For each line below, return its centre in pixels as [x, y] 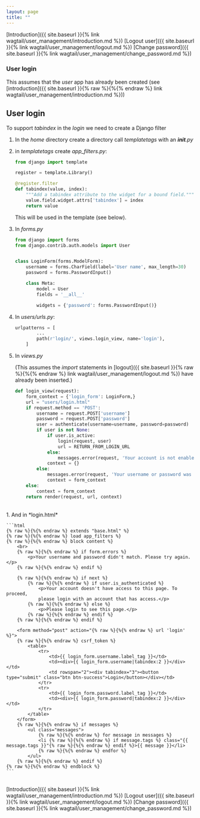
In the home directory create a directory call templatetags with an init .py [104, 139]
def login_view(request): [47, 391]
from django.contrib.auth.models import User [72, 245]
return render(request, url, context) [74, 497]
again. [183, 557]
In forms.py [29, 229]
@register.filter [36, 184]
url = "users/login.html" [58, 402]
